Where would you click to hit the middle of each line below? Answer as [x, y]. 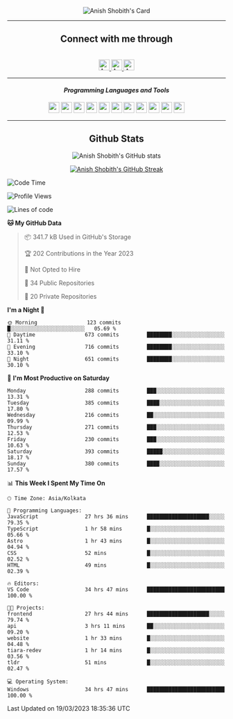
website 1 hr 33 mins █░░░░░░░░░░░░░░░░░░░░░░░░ [116, 638]
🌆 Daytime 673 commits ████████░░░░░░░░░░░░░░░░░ [116, 334]
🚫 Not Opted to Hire [52, 269]
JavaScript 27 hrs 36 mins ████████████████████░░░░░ [116, 516]
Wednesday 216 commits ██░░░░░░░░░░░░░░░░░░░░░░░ [116, 415]
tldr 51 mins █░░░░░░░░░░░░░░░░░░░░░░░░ [116, 662]
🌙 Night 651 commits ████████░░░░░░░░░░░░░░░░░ [116, 359]
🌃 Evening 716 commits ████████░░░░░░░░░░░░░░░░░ [116, 347]
